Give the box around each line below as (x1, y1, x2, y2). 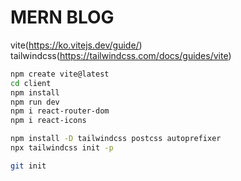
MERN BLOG (10, 6, 115, 29)
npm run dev (10, 97, 60, 107)
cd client (10, 78, 52, 88)
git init (10, 161, 47, 171)
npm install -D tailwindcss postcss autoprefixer (10, 134, 222, 144)
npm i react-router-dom (10, 106, 110, 116)
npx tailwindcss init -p (10, 143, 114, 153)
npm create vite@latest (10, 69, 110, 79)
